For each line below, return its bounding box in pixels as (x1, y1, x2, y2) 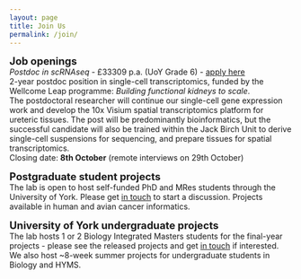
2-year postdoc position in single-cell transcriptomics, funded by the (9, 76, 264, 87)
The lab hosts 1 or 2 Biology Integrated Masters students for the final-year (9, 231, 283, 242)
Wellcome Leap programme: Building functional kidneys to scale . (9, 86, 251, 97)
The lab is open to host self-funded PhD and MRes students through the (9, 182, 276, 193)
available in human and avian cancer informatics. (9, 201, 190, 212)
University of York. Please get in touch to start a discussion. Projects (9, 192, 263, 203)
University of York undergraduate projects (9, 219, 219, 232)
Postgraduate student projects (9, 170, 162, 184)
